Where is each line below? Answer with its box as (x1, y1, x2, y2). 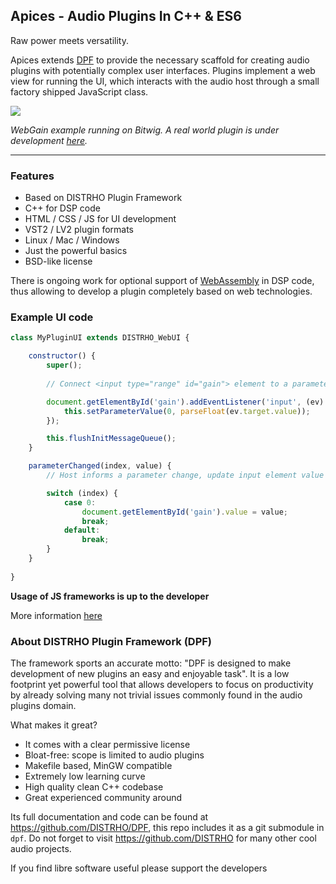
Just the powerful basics (24, 245, 128, 257)
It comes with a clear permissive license (24, 738, 191, 750)
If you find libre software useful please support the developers (10, 862, 268, 874)
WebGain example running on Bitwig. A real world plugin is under (10, 124, 280, 136)
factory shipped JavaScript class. (10, 85, 149, 98)
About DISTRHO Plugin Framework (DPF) (10, 634, 213, 648)
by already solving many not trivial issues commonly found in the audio (10, 689, 303, 701)
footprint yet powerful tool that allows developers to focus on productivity (10, 678, 314, 690)
